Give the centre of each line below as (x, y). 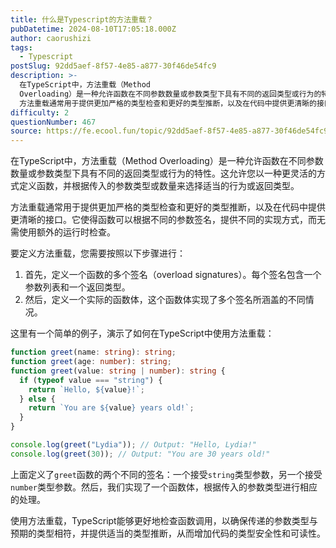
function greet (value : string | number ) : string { (118, 371)
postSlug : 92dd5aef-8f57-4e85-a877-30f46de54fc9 (113, 66)
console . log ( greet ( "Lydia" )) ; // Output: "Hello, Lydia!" (133, 445)
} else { (37, 399)
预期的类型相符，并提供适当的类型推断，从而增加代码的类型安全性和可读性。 (168, 533)
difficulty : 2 (40, 112)
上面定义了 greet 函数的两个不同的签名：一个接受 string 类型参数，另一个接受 (166, 474)
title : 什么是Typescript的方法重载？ (82, 19)
